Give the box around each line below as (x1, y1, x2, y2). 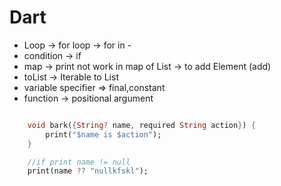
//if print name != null (27, 157, 131, 167)
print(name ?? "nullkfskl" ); (27, 166, 149, 176)
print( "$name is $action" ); (45, 129, 162, 140)
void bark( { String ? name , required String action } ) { (27, 120, 256, 130)
